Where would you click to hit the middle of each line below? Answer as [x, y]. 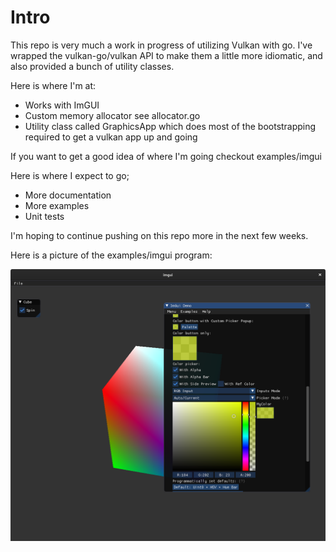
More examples [57, 205]
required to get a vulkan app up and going [111, 137]
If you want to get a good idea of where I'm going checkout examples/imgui [166, 156]
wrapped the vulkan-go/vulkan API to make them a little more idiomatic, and [166, 55]
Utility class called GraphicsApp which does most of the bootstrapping [170, 126]
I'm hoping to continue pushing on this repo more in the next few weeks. [159, 235]
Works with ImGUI [62, 105]
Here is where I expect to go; [70, 175]
